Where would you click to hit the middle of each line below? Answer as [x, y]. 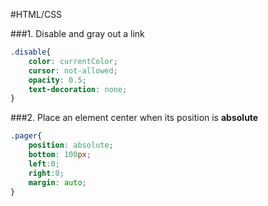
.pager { [26, 136]
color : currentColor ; [73, 61]
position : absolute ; [71, 145]
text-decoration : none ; [78, 89]
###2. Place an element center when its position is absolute [134, 118]
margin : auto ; [57, 182]
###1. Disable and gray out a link [77, 33]
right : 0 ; [46, 173]
